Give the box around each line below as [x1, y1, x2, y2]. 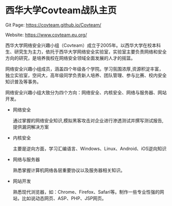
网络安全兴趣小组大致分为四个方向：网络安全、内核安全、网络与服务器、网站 [5, 89, 167, 95]
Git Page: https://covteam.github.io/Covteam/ [5, 21, 101, 28]
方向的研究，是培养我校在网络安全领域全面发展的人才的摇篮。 [5, 55, 136, 61]
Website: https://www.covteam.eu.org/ [5, 32, 87, 38]
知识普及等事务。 [5, 79, 41, 85]
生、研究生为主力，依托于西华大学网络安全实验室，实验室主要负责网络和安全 [5, 48, 167, 55]
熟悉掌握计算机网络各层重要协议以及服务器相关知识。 [12, 167, 125, 173]
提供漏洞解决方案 [12, 123, 49, 130]
